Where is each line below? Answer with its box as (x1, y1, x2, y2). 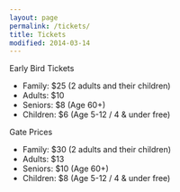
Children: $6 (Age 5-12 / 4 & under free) (22, 109, 171, 120)
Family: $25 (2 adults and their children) (22, 80, 171, 91)
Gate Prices (9, 127, 53, 138)
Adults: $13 (22, 154, 65, 165)
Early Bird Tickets (9, 63, 75, 74)
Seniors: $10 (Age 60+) (22, 163, 110, 174)
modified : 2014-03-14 (9, 38, 91, 48)
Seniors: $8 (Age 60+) (22, 100, 106, 111)
